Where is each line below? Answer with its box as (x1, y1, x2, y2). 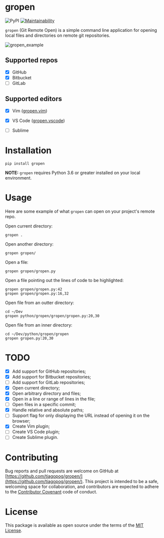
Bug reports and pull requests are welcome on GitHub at (5, 468, 119, 474)
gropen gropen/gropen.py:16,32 (5, 291, 69, 296)
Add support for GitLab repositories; (12, 379, 86, 385)
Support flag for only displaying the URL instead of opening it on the (12, 412, 150, 418)
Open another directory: (5, 241, 54, 247)
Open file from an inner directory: (5, 322, 72, 328)
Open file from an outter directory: (5, 300, 74, 306)
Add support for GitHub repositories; (12, 368, 87, 374)
